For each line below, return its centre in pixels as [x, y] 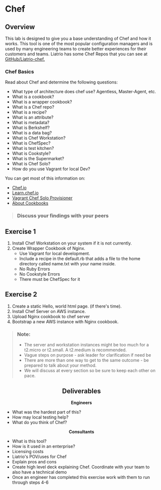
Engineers [81, 402]
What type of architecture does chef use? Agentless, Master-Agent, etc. [84, 92]
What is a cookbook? [33, 97]
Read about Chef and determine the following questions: [61, 82]
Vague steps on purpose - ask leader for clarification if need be [88, 355]
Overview [20, 27]
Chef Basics [20, 71]
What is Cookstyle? [31, 153]
